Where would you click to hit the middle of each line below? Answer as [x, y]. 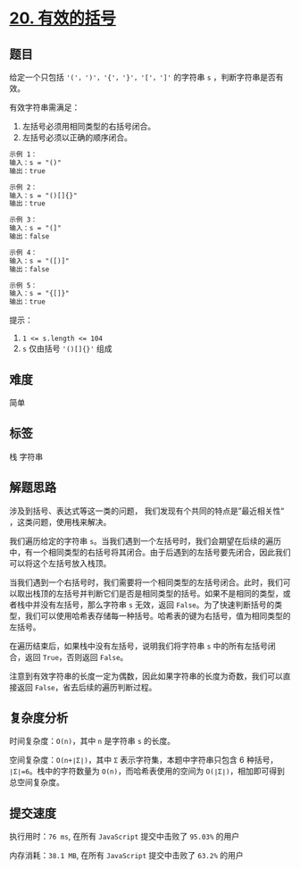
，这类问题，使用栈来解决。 [60, 522]
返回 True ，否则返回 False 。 [76, 656]
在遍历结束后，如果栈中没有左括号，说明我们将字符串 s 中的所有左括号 [139, 646]
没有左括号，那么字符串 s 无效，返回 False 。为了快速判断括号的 [157, 605]
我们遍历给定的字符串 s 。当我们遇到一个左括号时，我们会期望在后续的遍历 [146, 540]
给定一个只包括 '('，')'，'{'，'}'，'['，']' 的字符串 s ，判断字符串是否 [143, 77]
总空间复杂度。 [37, 782]
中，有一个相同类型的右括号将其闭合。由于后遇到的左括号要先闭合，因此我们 [150, 552]
